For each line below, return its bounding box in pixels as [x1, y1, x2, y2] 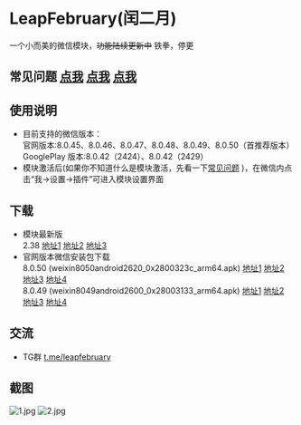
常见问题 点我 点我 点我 [9, 69, 137, 84]
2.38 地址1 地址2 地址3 [22, 239, 108, 250]
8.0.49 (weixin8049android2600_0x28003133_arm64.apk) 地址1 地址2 [22, 285, 285, 295]
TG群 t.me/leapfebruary [22, 351, 111, 362]
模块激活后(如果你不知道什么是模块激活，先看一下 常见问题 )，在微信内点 [22, 162, 292, 173]
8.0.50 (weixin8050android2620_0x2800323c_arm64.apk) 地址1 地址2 [22, 262, 285, 273]
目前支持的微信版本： [22, 129, 102, 140]
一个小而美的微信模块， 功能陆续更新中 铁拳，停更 [9, 40, 194, 51]
